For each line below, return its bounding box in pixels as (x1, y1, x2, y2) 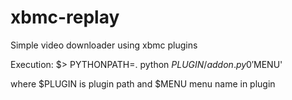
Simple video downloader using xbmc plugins (10, 39, 198, 51)
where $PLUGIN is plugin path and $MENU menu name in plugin (10, 77, 276, 90)
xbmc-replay (10, 6, 120, 29)
